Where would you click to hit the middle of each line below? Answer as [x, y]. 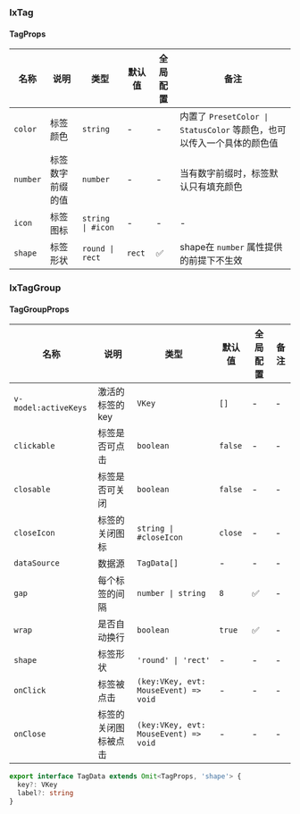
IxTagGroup [35, 288]
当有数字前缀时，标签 [225, 173]
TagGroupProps [39, 309]
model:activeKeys [50, 408]
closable [32, 490]
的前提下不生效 [211, 261]
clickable [34, 446]
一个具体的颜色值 [242, 143]
